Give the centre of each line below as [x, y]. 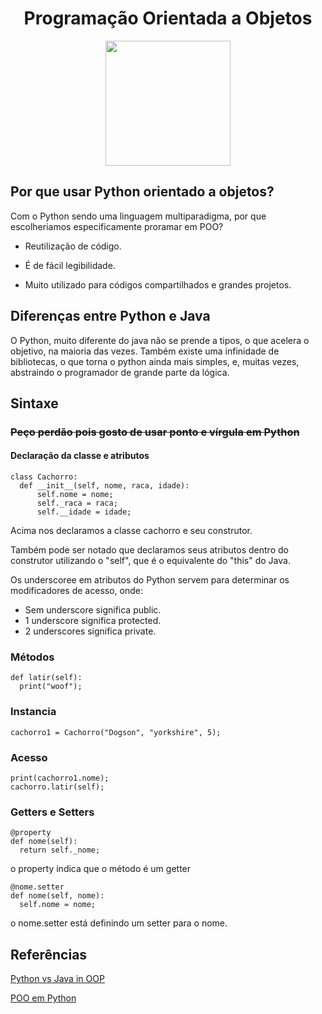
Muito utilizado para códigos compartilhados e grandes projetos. [158, 284]
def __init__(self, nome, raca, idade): [104, 486]
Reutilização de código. [73, 246]
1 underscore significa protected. [93, 621]
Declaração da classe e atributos [80, 456]
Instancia [33, 712]
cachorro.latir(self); [57, 787]
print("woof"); [51, 687]
